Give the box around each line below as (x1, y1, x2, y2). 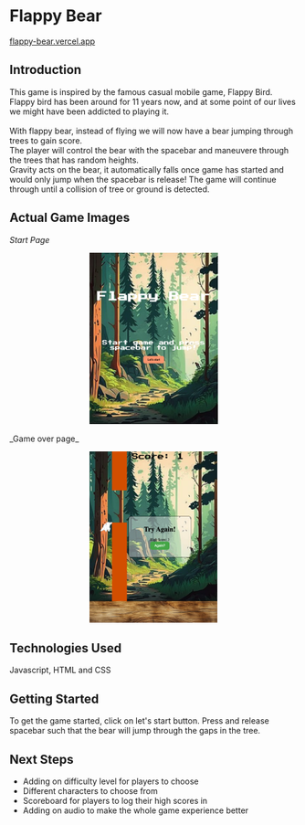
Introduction (9, 62, 82, 78)
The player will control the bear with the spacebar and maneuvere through (9, 144, 289, 155)
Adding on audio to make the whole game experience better (22, 805, 249, 816)
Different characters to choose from (22, 786, 158, 796)
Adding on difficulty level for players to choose (22, 776, 199, 787)
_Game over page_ (9, 433, 79, 444)
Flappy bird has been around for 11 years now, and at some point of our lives (9, 96, 297, 107)
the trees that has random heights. (9, 154, 140, 165)
